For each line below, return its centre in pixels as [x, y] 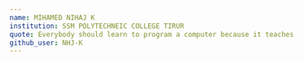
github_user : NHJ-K [46, 43]
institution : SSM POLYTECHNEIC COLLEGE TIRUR [97, 26]
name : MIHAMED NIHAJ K [52, 17]
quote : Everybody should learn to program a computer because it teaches [152, 34]
